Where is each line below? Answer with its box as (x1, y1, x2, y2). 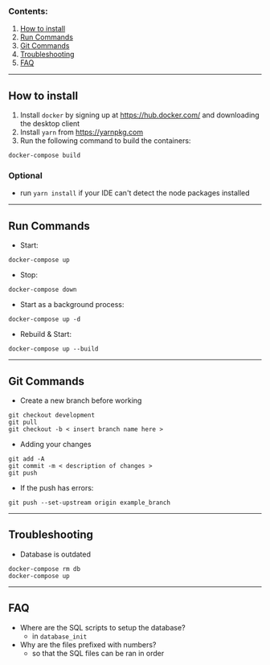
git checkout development (8, 412, 95, 420)
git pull (8, 418, 38, 427)
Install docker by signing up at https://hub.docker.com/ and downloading (19, 110, 260, 120)
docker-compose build (8, 151, 81, 160)
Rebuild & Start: (19, 330, 72, 339)
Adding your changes (19, 440, 92, 449)
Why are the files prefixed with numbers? (19, 639, 157, 649)
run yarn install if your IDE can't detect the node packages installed (19, 188, 251, 198)
